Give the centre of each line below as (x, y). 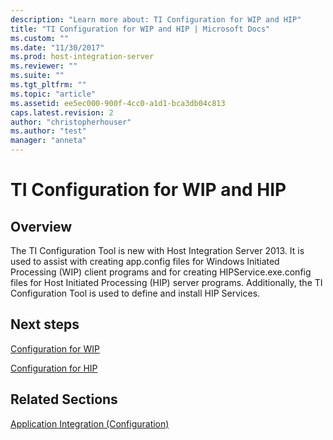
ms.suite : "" (37, 76)
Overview (41, 226)
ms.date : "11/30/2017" (57, 47)
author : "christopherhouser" (71, 122)
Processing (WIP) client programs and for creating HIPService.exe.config (161, 272)
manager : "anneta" (48, 141)
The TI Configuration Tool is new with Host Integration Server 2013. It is (157, 250)
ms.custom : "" (40, 38)
